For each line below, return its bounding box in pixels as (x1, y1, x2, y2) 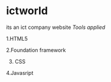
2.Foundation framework (6, 46, 66, 54)
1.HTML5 (6, 35, 28, 42)
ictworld (6, 4, 48, 18)
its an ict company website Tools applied (6, 24, 106, 31)
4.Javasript (6, 69, 34, 76)
